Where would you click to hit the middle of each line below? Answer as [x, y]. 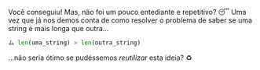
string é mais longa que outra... [59, 28]
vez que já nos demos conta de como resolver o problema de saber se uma [130, 20]
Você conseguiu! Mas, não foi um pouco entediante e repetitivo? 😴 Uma [127, 12]
